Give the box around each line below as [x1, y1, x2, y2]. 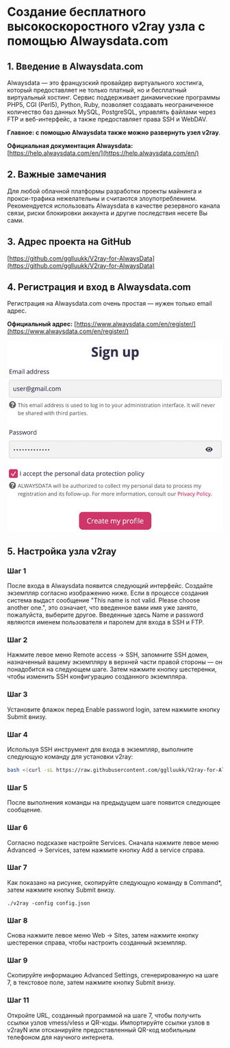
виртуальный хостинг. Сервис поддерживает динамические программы [7, 93, 220, 101]
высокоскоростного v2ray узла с [7, 19, 205, 34]
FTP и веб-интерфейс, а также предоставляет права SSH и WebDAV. [7, 115, 207, 123]
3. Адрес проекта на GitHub [7, 236, 131, 247]
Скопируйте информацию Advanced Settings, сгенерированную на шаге [7, 971, 219, 979]
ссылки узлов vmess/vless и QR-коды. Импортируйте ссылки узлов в [7, 1019, 210, 1027]
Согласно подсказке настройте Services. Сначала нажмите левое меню [7, 838, 219, 846]
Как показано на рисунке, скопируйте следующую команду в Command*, [7, 878, 222, 886]
